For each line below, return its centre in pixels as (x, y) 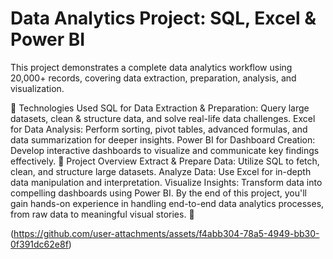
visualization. (37, 88)
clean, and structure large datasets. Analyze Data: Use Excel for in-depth (161, 171)
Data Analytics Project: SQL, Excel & (163, 18)
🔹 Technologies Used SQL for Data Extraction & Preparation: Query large (160, 108)
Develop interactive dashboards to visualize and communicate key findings (165, 150)
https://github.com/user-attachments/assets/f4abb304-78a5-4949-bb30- (166, 233)
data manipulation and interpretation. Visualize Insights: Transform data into (166, 182)
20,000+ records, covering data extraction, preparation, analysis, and (153, 78)
